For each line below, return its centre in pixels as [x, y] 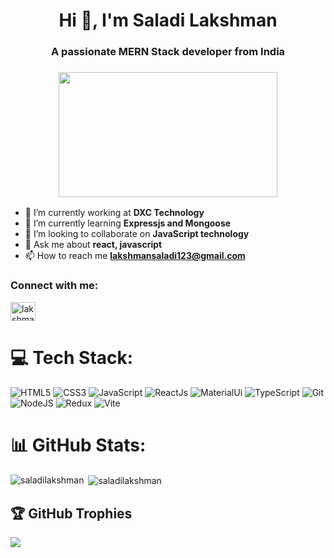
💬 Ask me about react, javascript [93, 245]
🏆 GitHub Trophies [71, 513]
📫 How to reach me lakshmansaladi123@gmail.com [135, 256]
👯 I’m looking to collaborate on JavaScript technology [137, 234]
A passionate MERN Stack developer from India [168, 52]
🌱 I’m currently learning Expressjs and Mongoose [128, 223]
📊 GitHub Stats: [78, 445]
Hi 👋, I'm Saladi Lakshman [168, 20]
